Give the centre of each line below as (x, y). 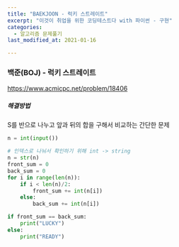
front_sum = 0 (28, 165)
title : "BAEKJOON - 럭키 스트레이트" (58, 14)
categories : (25, 27)
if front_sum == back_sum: (47, 217)
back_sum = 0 (27, 171)
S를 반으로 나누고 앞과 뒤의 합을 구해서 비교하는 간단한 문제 (88, 125)
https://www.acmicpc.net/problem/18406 (68, 89)
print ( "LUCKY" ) (42, 224)
